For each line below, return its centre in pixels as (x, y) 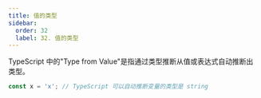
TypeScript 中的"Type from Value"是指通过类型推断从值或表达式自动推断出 (131, 61)
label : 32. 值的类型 (47, 38)
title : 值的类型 (33, 16)
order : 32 (32, 30)
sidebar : (23, 23)
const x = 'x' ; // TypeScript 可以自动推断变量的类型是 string (109, 87)
